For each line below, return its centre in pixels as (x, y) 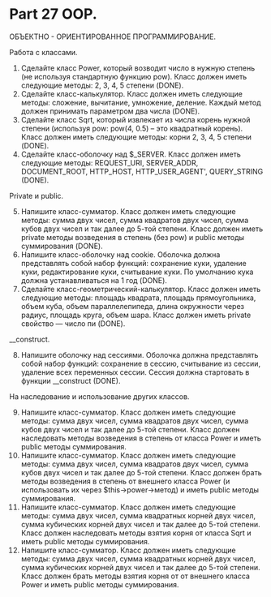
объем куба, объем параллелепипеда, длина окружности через (132, 306)
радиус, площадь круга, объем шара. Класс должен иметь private (136, 315)
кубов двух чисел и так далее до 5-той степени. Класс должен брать (141, 472)
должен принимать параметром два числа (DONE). (110, 111)
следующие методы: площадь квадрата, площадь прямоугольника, (138, 298)
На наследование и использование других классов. (99, 396)
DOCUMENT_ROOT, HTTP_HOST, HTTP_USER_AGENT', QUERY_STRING (142, 171)
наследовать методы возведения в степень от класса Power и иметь (141, 438)
